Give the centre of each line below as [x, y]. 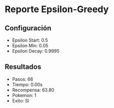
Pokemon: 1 [24, 95]
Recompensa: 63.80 [33, 90]
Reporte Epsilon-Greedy [57, 9]
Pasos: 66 [23, 79]
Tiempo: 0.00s [27, 84]
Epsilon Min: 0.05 [30, 46]
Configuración [28, 28]
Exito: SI [21, 100]
